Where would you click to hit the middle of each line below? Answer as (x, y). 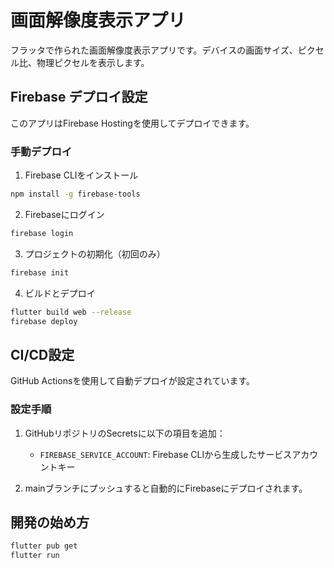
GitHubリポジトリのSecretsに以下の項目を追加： (125, 433)
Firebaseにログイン (64, 214)
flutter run (35, 556)
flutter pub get (44, 546)
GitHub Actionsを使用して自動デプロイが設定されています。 (133, 381)
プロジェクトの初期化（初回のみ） (95, 253)
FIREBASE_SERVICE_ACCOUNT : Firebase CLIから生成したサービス (166, 454)
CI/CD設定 (42, 354)
